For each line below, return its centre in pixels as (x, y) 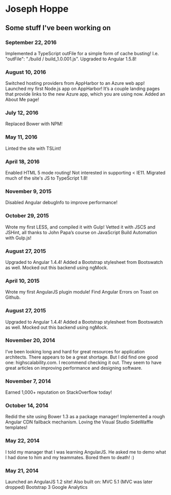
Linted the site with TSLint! (33, 148)
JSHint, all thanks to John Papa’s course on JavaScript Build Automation (81, 232)
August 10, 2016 (26, 72)
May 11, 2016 (21, 137)
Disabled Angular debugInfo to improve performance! (62, 202)
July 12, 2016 (22, 113)
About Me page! (22, 100)
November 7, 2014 (28, 381)
